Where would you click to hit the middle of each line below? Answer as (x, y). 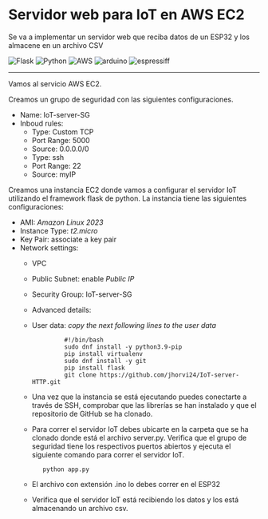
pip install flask (95, 368)
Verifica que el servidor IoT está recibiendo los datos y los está (135, 499)
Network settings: (49, 248)
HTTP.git (46, 381)
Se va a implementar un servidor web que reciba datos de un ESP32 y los (129, 37)
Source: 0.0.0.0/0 (60, 149)
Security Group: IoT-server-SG (82, 294)
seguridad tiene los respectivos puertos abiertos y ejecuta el (131, 446)
